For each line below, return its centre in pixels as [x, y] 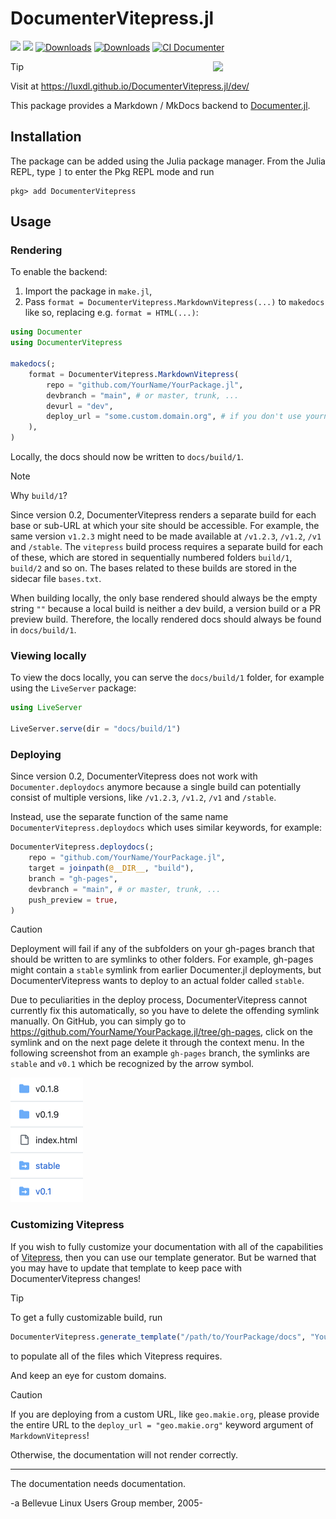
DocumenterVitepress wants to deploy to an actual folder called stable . [157, 981]
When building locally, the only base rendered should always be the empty [164, 598]
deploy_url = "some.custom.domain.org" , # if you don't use [174, 417]
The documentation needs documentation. [98, 1483]
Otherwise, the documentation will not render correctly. [124, 1454]
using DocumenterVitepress [66, 343]
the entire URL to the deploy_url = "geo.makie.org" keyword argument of [162, 1424]
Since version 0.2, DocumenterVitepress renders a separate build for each [163, 515]
